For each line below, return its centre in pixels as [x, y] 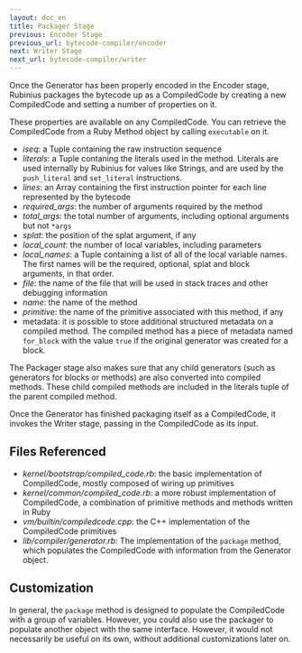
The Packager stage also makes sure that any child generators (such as [142, 368]
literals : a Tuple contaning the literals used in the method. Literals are [151, 158]
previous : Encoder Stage [56, 34]
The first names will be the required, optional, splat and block [136, 264]
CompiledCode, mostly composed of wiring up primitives [128, 483]
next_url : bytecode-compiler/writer [78, 60]
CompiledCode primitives [69, 531]
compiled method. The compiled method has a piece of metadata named [157, 331]
